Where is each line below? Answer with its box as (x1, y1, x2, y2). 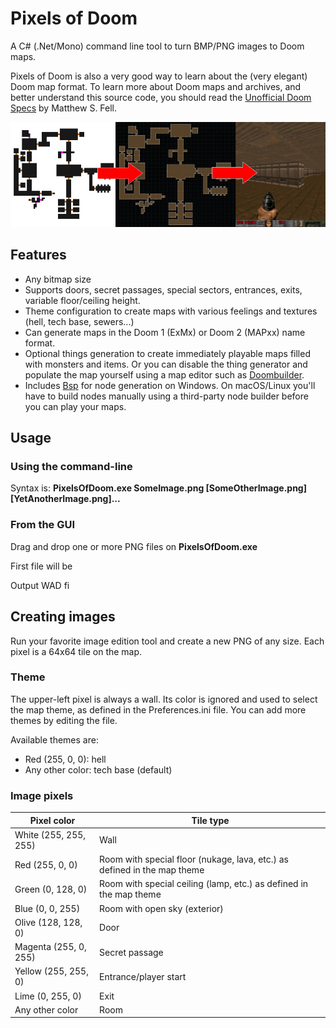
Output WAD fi (10, 579, 70, 591)
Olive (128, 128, (14, 916, 83, 928)
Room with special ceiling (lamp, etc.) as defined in (99, 878, 309, 890)
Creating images (10, 608, 116, 626)
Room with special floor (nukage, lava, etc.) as (99, 853, 290, 866)
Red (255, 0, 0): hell (24, 753, 107, 765)
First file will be (10, 560, 73, 572)
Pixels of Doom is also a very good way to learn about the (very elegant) (10, 70, 308, 82)
